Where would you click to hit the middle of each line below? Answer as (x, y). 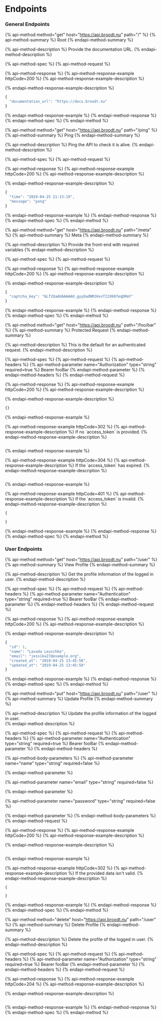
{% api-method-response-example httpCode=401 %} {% (62, 494)
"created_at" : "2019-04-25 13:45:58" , (49, 661)
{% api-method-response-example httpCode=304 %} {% (63, 460)
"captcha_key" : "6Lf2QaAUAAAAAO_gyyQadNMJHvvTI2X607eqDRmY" (71, 297)
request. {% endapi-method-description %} (49, 350)
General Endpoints (27, 24)
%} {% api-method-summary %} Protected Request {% (60, 330)
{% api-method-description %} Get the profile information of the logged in (79, 574)
